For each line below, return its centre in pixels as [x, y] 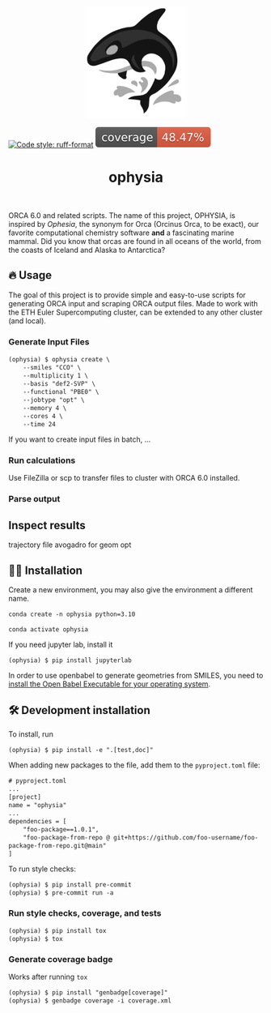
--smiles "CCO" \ [52, 368]
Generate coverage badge [61, 960]
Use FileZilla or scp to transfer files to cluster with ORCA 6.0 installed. [124, 478]
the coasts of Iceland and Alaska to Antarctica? [87, 250]
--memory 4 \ [45, 408]
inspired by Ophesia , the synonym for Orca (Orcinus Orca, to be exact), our [134, 224]
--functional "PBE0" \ [61, 392]
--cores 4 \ [43, 417]
